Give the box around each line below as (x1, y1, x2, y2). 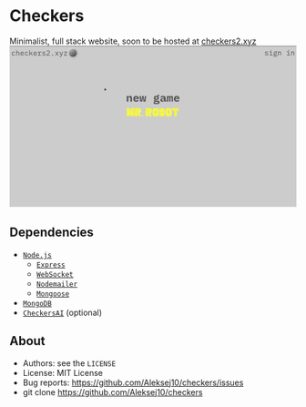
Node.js (22, 250, 52, 259)
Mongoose (36, 289, 70, 299)
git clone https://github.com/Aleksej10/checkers (22, 386, 203, 397)
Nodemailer (36, 280, 78, 289)
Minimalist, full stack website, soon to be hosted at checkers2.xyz (9, 36, 257, 46)
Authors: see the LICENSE (22, 357, 117, 369)
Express (36, 260, 66, 270)
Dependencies (9, 225, 94, 240)
